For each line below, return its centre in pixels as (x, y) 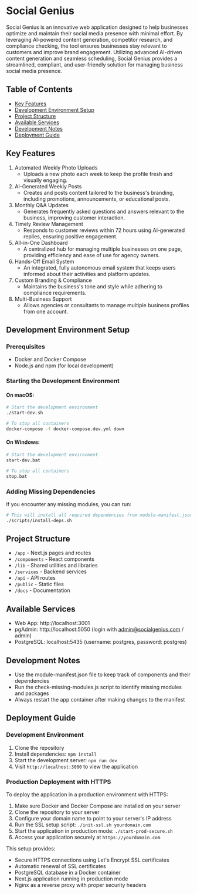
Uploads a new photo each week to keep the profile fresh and (98, 174)
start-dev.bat (23, 460)
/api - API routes (35, 578)
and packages (32, 693)
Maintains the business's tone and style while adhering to (93, 286)
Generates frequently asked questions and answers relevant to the (104, 211)
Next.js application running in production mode (71, 879)
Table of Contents (40, 89)
